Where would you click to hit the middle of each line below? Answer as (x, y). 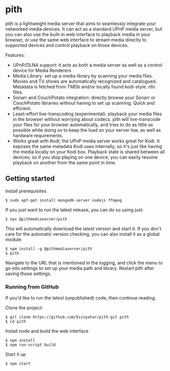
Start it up (16, 354)
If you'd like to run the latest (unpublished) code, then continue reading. (81, 298)
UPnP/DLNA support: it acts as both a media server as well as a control (87, 65)
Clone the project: (24, 308)
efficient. (22, 108)
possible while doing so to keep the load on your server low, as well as (87, 130)
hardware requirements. (38, 135)
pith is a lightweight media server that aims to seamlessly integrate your (81, 23)
